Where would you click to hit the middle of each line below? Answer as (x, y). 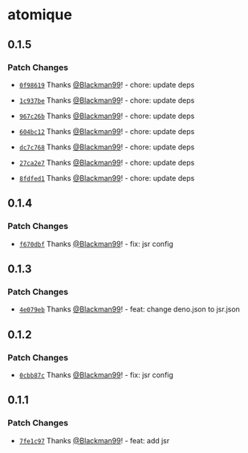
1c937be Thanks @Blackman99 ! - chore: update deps (107, 100)
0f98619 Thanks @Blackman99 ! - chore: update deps (107, 84)
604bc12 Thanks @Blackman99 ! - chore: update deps (107, 131)
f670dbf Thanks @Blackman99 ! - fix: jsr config (96, 243)
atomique (40, 15)
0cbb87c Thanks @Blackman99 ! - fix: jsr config (96, 374)
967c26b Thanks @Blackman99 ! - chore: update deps (107, 116)
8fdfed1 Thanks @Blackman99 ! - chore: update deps (107, 178)
